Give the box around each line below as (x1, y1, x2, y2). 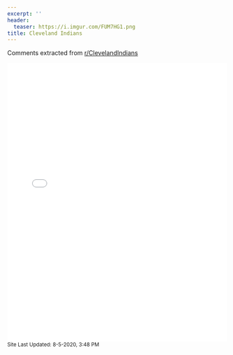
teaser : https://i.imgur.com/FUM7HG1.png (13, 23, 136, 30)
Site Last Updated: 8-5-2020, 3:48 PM (7, 341, 100, 349)
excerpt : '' (7, 10, 42, 17)
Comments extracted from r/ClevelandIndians (7, 49, 138, 57)
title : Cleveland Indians (7, 29, 82, 37)
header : (7, 17, 30, 24)
